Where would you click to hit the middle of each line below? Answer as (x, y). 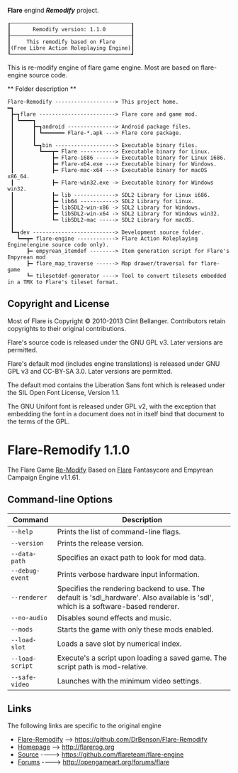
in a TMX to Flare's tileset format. (63, 282)
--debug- (25, 571)
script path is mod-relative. (103, 666)
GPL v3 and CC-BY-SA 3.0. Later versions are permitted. (90, 371)
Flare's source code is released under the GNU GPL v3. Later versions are (115, 342)
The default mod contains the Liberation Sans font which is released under (116, 385)
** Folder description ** (42, 89)
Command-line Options (60, 500)
